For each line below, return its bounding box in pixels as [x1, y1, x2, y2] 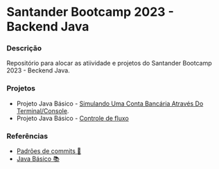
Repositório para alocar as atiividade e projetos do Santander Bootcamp [6, 59, 212, 68]
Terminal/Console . [16, 106, 69, 115]
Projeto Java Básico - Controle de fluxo [16, 114, 129, 122]
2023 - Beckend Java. [6, 66, 70, 74]
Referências [6, 131, 49, 141]
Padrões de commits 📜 [16, 147, 82, 155]
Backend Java [6, 19, 89, 34]
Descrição [6, 43, 42, 53]
